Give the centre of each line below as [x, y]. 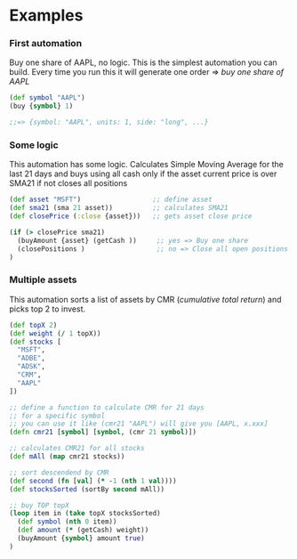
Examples [46, 16]
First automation [46, 44]
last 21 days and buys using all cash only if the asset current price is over [143, 174]
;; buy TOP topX [39, 505]
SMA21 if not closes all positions [68, 183]
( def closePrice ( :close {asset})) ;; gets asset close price [131, 216]
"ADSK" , [32, 367]
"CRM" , [29, 375]
